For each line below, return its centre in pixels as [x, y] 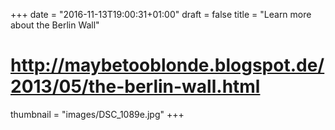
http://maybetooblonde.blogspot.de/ [167, 65]
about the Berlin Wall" [55, 25]
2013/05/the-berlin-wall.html [135, 86]
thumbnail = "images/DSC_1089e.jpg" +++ [97, 114]
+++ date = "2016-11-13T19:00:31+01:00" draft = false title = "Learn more [161, 14]
